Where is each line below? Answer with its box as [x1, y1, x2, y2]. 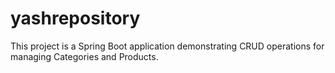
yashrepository [10, 7, 141, 30]
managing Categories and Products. [10, 50, 159, 62]
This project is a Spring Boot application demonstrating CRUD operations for [10, 40, 325, 52]
